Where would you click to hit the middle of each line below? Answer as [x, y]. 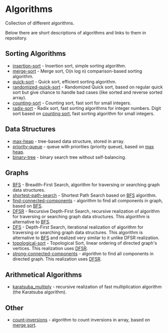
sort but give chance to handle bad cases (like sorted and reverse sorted [87, 92]
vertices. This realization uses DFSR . [50, 249]
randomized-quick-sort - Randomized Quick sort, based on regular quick [87, 87]
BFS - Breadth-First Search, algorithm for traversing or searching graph [86, 185]
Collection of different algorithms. [40, 23]
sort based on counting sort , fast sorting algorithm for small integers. [83, 113]
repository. [16, 38]
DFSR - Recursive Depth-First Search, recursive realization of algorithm [86, 211]
